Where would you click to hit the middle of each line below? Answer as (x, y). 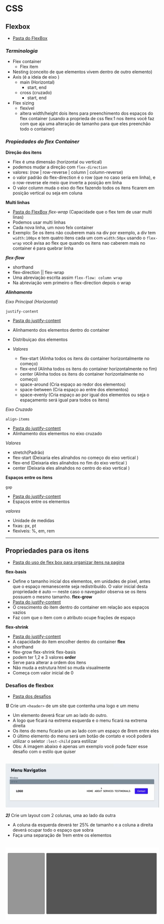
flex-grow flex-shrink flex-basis (44, 652)
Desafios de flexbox (30, 686)
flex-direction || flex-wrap (38, 272)
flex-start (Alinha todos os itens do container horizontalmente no (85, 358)
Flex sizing (23, 103)
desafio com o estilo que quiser (44, 751)
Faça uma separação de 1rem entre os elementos (62, 835)
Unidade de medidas (33, 520)
